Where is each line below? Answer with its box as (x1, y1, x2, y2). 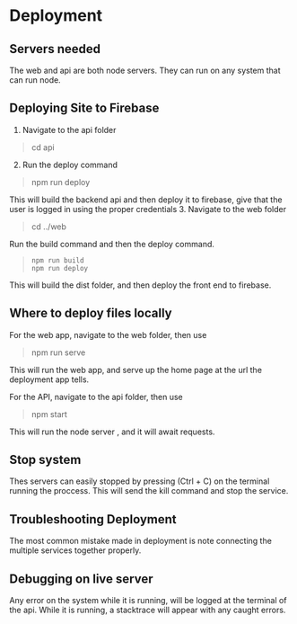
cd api (31, 141, 56, 153)
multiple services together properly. (9, 545, 142, 556)
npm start (31, 408, 67, 419)
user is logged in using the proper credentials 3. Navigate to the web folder (9, 203, 287, 214)
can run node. (9, 75, 61, 85)
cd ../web (31, 221, 67, 232)
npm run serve (31, 347, 86, 358)
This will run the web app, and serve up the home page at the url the (9, 364, 263, 375)
